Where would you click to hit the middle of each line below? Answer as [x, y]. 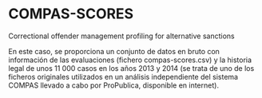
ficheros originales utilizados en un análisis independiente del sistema [123, 76]
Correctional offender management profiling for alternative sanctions [121, 36]
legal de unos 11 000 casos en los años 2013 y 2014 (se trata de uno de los [131, 68]
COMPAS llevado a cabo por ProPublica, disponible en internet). [114, 85]
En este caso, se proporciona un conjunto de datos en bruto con [114, 51]
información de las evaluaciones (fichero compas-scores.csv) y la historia [130, 60]
